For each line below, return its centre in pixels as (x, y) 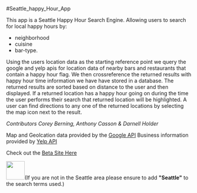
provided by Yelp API (32, 141)
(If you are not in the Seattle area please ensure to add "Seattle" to (106, 178)
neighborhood (32, 38)
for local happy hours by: (37, 26)
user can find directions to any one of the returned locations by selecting (95, 106)
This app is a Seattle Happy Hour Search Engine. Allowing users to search (96, 20)
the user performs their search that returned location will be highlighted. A (97, 99)
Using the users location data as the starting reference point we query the (96, 62)
